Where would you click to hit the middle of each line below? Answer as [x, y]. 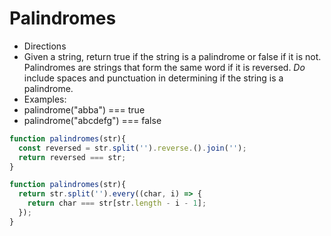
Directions [45, 46]
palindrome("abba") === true [84, 109]
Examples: [45, 99]
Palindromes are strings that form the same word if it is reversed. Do [164, 67]
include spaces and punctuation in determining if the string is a [153, 78]
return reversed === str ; [72, 157]
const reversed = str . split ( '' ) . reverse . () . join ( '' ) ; [132, 148]
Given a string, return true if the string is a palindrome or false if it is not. [172, 56]
